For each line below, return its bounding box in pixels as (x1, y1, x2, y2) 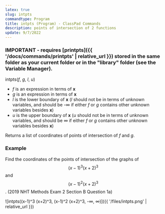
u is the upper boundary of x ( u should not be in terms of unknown (12, 112, 149, 118)
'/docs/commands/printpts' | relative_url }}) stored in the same (5, 53, 160, 59)
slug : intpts (5, 12, 32, 17)
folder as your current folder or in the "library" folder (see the (5, 59, 156, 66)
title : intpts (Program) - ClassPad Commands (5, 21, 101, 26)
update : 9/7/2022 (5, 30, 41, 35)
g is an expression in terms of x (12, 91, 77, 97)
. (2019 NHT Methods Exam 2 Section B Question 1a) (5, 189, 112, 195)
